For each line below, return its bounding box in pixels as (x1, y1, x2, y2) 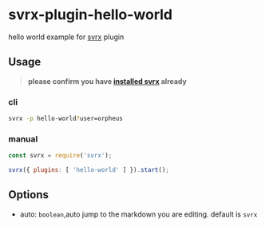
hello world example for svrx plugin (8, 32, 125, 42)
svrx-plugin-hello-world (8, 6, 173, 24)
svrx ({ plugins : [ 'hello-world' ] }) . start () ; (8, 166, 170, 174)
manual (8, 133, 38, 145)
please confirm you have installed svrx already (27, 76, 188, 86)
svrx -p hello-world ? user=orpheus (8, 114, 124, 123)
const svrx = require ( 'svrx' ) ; (8, 152, 113, 160)
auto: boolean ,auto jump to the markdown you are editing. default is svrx (19, 209, 258, 219)
